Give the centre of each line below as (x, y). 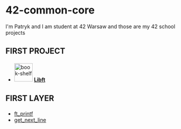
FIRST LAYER (30, 98)
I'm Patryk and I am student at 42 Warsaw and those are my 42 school (90, 26)
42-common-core (50, 10)
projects (16, 32)
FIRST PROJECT (35, 51)
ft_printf (23, 113)
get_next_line (30, 120)
